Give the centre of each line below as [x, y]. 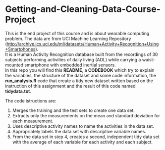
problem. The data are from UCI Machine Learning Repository [68, 39]
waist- [148, 59]
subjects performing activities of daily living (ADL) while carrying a [73, 59]
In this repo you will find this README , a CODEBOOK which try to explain [80, 70]
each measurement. [33, 121]
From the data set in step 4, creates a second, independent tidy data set [86, 137]
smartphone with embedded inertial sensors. [70, 65]
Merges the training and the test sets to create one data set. [73, 110]
